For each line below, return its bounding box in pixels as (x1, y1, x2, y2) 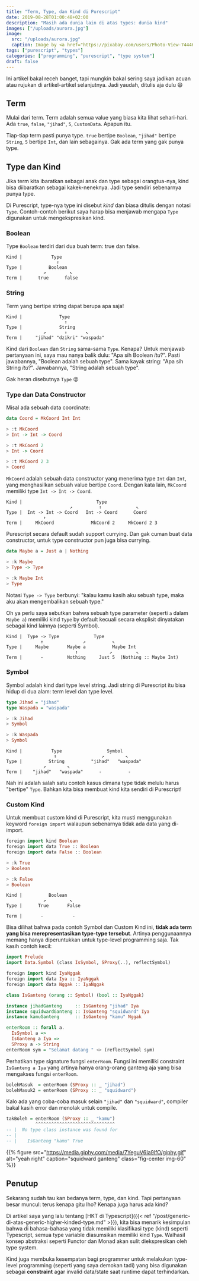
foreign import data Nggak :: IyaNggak (6, 981, 105, 987)
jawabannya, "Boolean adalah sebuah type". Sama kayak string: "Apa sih (6, 357, 184, 365)
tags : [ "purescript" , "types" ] (6, 48, 84, 54)
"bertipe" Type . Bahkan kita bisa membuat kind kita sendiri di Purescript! (6, 786, 182, 793)
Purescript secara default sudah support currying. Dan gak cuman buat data (6, 530, 192, 538)
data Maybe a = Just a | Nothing (6, 548, 89, 554)
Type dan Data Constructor (6, 390, 86, 398)
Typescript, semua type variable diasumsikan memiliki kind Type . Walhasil (6, 1231, 185, 1238)
